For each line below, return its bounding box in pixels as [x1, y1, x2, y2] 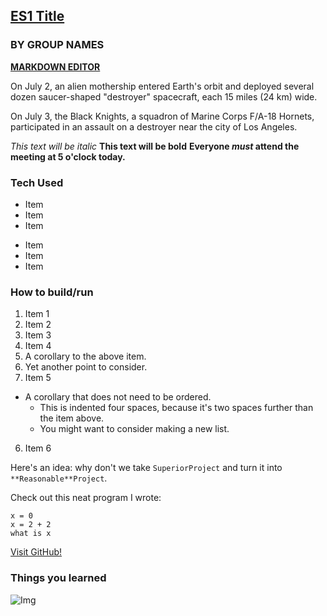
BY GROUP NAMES [10, 38, 105, 52]
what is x [10, 529, 52, 539]
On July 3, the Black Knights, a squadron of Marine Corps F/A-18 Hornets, [10, 110, 315, 122]
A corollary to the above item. [24, 350, 147, 363]
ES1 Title [10, 8, 65, 25]
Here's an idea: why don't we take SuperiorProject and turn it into [10, 462, 283, 474]
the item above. [39, 412, 105, 424]
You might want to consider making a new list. [39, 423, 230, 435]
